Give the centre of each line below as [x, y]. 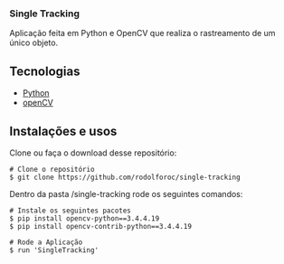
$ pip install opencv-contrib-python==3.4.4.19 [101, 226]
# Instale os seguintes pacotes [70, 211]
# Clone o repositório [52, 169]
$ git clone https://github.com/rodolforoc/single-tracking [125, 177]
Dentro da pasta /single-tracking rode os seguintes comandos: [126, 193]
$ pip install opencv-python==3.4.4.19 [85, 218]
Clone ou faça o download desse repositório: [93, 153]
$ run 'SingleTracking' [54, 250]
